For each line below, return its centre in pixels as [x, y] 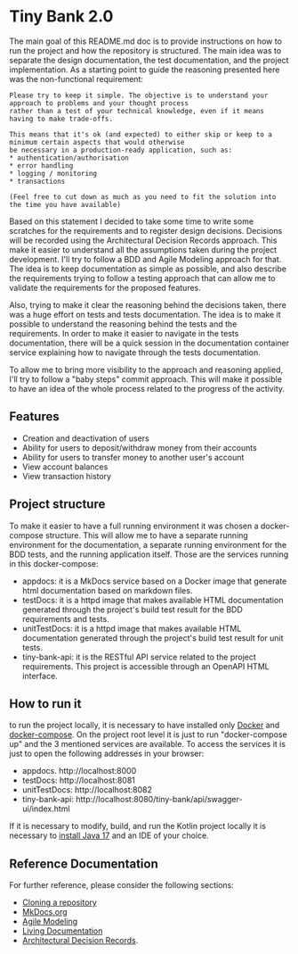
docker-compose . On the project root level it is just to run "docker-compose [148, 734]
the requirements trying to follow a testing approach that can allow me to [142, 278]
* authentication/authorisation [69, 158]
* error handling [41, 166]
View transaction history [67, 476]
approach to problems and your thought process [99, 103]
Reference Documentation [84, 863]
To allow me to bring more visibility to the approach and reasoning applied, [146, 369]
